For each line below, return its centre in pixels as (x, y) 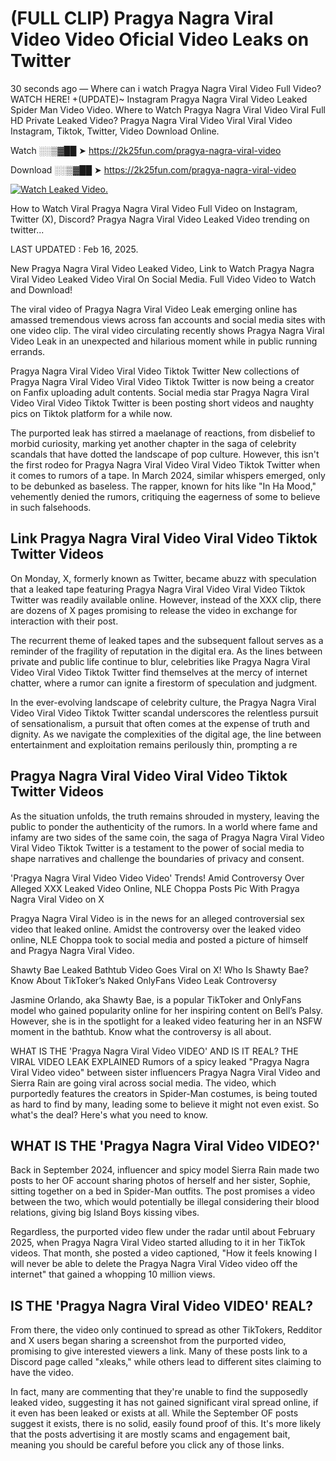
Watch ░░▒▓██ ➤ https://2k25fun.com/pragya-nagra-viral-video (146, 150)
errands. (28, 351)
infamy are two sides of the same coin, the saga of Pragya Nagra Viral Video (167, 837)
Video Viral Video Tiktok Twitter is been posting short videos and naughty (162, 403)
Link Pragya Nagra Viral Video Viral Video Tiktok (164, 538)
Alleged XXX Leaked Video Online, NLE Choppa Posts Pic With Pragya (155, 888)
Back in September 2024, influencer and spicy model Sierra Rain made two (165, 1170)
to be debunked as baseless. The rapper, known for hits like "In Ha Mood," (163, 486)
